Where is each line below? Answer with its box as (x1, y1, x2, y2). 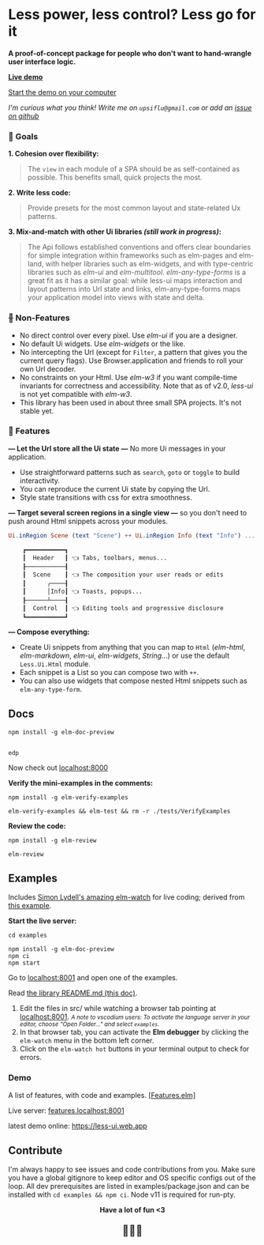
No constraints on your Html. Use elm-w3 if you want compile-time (19, 372, 238, 382)
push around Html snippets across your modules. (8, 516, 168, 526)
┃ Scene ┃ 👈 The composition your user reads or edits (22, 571, 224, 579)
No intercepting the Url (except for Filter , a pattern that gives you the (19, 347, 248, 357)
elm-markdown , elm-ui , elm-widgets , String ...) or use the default (19, 651, 230, 660)
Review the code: (8, 821, 66, 831)
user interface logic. (8, 57, 76, 66)
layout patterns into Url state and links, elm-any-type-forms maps (27, 285, 241, 294)
